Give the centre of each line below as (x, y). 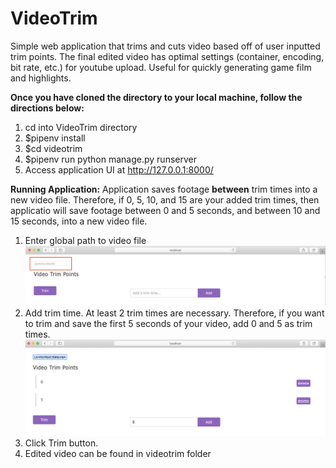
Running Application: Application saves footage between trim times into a (164, 189)
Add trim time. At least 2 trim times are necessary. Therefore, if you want (174, 313)
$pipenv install (55, 138)
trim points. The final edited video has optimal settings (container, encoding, (167, 56)
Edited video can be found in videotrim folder (118, 453)
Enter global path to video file (85, 240)
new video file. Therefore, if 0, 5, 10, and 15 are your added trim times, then (165, 199)
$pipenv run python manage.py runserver (110, 159)
